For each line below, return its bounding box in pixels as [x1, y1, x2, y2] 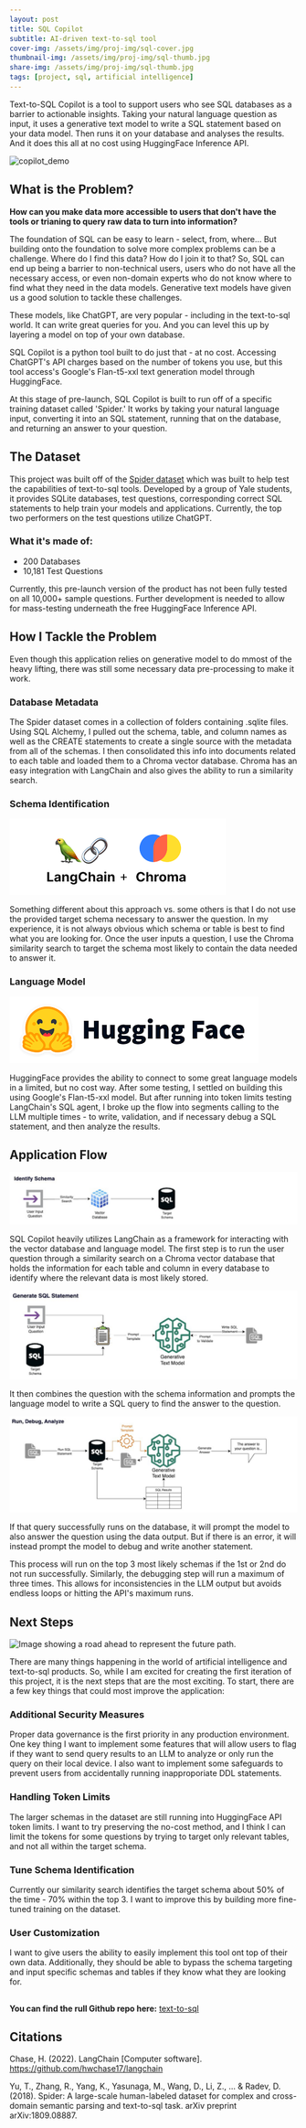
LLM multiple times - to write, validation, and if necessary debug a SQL [9, 1111, 277, 1122]
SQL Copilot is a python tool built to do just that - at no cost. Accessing [9, 346, 277, 357]
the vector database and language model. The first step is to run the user [9, 1243, 285, 1254]
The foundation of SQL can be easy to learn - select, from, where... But [9, 233, 277, 244]
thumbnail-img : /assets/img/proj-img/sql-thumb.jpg [9, 53, 210, 63]
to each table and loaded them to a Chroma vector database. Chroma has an [9, 755, 298, 766]
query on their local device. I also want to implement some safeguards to [9, 1758, 283, 1769]
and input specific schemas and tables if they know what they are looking [9, 1966, 286, 1978]
